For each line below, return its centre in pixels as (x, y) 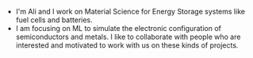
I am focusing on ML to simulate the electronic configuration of (119, 28)
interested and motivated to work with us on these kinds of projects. (127, 45)
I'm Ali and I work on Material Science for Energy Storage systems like (130, 12)
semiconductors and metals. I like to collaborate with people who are (128, 37)
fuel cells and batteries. (54, 20)
